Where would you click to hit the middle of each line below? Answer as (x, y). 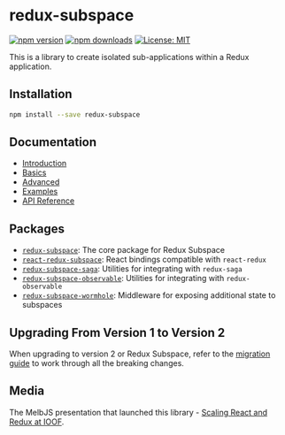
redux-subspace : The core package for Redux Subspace (123, 250)
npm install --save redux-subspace (75, 114)
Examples (40, 192)
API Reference (48, 201)
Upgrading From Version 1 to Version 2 (117, 332)
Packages (37, 229)
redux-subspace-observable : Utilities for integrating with (123, 279)
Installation (41, 94)
